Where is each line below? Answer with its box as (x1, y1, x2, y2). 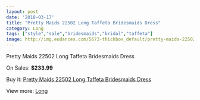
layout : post (6, 8, 39, 15)
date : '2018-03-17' (6, 14, 55, 20)
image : (6, 36, 23, 42)
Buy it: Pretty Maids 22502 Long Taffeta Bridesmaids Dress (6, 76, 152, 83)
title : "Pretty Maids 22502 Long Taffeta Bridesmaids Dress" (6, 20, 161, 26)
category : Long (6, 25, 44, 32)
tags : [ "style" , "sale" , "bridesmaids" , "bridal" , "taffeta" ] (6, 31, 153, 37)
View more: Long (6, 87, 48, 94)
